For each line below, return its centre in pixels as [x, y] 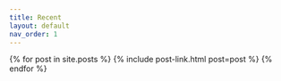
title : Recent [36, 17]
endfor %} [28, 69]
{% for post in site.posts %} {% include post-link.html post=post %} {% [141, 60]
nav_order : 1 [34, 34]
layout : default [39, 26]
